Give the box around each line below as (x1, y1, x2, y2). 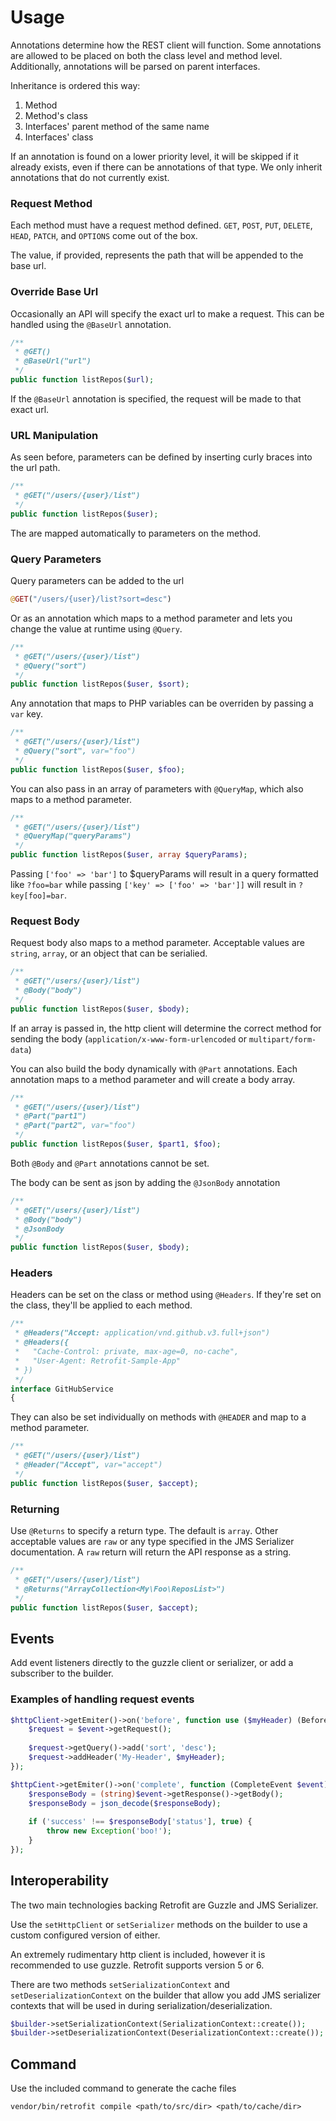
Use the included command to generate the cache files (10, 2082, 237, 2095)
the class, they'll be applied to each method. (10, 1299, 193, 1311)
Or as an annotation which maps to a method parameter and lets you (10, 612, 293, 624)
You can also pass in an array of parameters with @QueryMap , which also (10, 782, 304, 795)
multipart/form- (248, 1034, 317, 1045)
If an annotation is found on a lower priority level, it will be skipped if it (10, 150, 299, 162)
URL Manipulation (10, 428, 99, 442)
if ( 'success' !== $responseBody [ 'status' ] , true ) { (28, 1817, 253, 1827)
